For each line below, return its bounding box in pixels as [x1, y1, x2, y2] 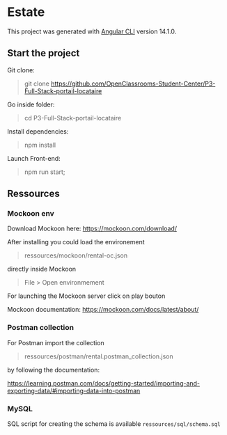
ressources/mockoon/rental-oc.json [24, 251, 127, 260]
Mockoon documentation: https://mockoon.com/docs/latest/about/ [7, 306, 199, 314]
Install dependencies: [7, 127, 69, 136]
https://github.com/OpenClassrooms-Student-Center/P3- [51, 79, 216, 88]
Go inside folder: [7, 100, 55, 109]
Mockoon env [7, 209, 54, 219]
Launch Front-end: [7, 154, 61, 162]
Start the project [7, 47, 80, 59]
